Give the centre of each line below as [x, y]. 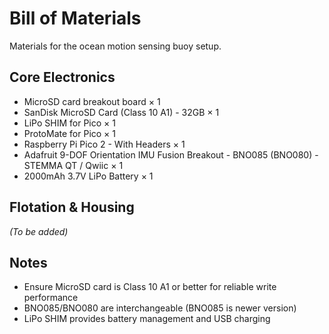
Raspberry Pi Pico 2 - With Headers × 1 [104, 144]
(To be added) [39, 231]
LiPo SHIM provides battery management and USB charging [147, 319]
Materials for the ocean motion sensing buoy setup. [115, 46]
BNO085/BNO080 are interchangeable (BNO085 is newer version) [160, 308]
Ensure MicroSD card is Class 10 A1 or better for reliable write [150, 287]
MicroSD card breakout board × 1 [92, 101]
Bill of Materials [75, 18]
